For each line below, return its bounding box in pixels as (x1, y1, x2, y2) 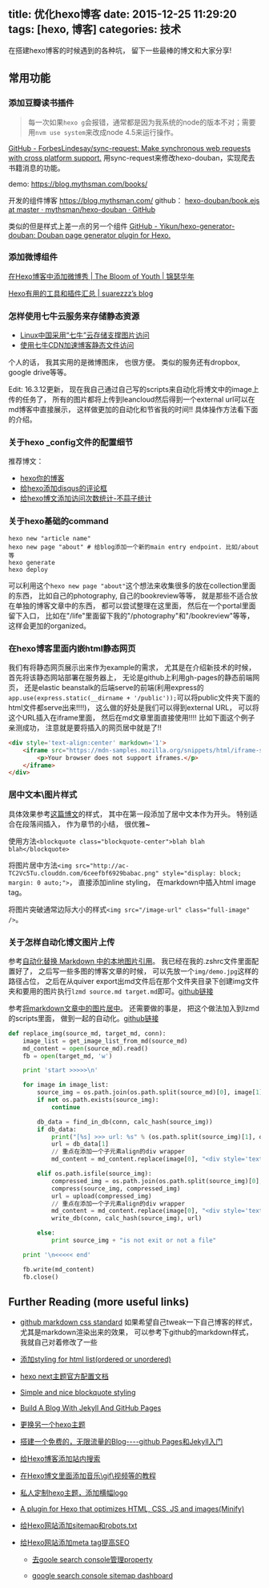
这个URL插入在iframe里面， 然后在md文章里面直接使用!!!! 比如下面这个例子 (8, 712, 255, 722)
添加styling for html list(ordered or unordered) (19, 1354, 172, 1364)
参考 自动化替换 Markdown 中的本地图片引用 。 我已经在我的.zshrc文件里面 (8, 956, 252, 965)
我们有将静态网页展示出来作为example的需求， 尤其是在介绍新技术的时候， (8, 662, 256, 672)
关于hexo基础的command (8, 516, 110, 527)
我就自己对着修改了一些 (19, 1337, 98, 1347)
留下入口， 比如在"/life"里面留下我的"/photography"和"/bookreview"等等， (8, 610, 255, 620)
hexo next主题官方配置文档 (19, 1372, 110, 1382)
